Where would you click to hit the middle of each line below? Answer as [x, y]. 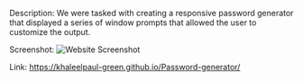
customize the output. [50, 32]
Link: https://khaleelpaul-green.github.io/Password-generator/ [125, 67]
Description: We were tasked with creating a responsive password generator [151, 13]
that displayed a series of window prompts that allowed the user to [133, 22]
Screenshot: [32, 49]
